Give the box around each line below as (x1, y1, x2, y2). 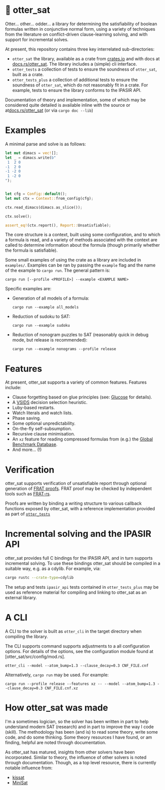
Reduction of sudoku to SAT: (12, 313, 70, 319)
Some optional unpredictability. (12, 420, 76, 427)
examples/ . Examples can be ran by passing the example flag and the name (5, 262, 156, 268)
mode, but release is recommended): (12, 337, 88, 343)
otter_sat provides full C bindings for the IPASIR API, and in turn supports (5, 555, 153, 561)
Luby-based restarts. (12, 405, 55, 411)
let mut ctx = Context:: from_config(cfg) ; (5, 196, 94, 201)
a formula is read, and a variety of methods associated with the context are (5, 237, 158, 243)
